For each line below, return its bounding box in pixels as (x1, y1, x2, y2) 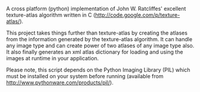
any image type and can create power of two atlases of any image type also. (6, 42, 195, 49)
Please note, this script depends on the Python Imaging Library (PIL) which (6, 66, 190, 73)
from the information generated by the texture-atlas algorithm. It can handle (6, 36, 193, 42)
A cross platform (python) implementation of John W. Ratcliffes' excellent (6, 5, 186, 12)
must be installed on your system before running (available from (6, 73, 164, 79)
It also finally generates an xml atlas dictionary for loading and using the (6, 48, 183, 56)
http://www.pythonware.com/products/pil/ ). (6, 79, 113, 86)
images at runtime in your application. (6, 55, 99, 62)
